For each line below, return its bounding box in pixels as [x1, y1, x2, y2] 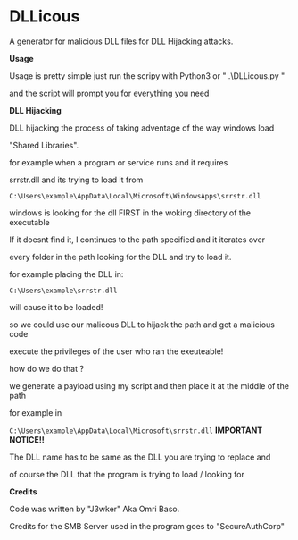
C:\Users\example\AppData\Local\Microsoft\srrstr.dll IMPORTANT [9, 425, 263, 435]
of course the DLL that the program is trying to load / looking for [9, 468, 245, 479]
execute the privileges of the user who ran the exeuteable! [9, 346, 224, 357]
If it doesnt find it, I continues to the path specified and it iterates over [9, 234, 266, 245]
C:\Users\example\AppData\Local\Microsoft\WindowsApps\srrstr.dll [9, 191, 261, 200]
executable [9, 216, 51, 227]
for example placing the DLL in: [9, 268, 124, 279]
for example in [9, 407, 62, 418]
